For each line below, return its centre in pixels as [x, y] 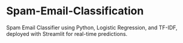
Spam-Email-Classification [75, 11]
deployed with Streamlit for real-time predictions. [67, 33]
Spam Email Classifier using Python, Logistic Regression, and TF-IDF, [92, 27]
